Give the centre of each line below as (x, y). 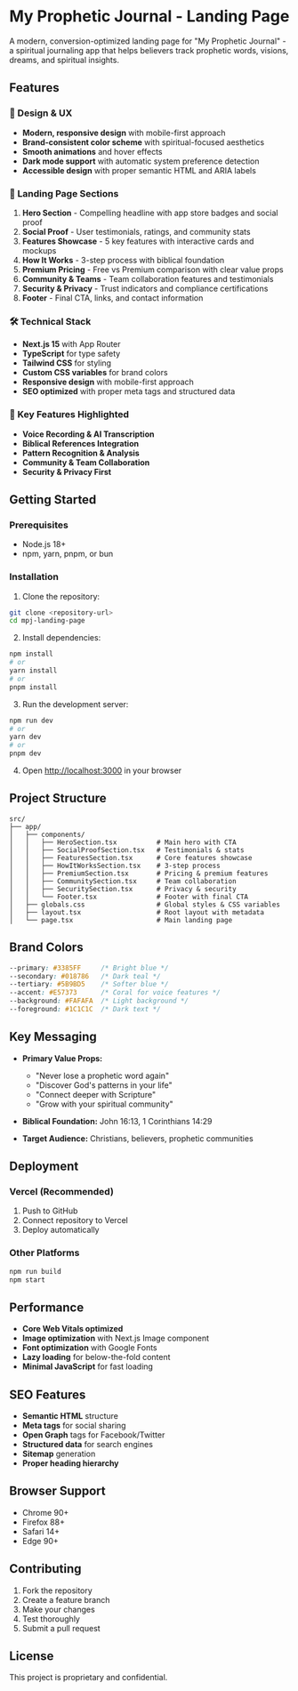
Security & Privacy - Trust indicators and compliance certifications (145, 288)
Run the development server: (75, 704)
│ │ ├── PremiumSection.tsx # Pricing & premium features (139, 874)
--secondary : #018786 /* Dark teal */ (85, 976)
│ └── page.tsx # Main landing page (121, 920)
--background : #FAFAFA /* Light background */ (99, 1001)
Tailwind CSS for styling (67, 363)
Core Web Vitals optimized (72, 1329)
